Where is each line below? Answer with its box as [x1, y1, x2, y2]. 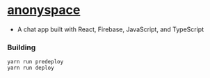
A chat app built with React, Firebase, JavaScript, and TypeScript [17, 25, 204, 33]
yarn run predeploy [7, 58, 64, 65]
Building [7, 42, 36, 52]
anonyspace [7, 2, 81, 18]
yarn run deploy [7, 65, 54, 72]
